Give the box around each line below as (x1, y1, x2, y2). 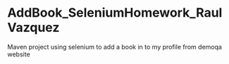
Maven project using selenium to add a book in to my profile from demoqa (7, 42, 222, 51)
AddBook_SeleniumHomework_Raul (7, 5, 223, 21)
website (7, 50, 30, 58)
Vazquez (7, 19, 60, 35)
